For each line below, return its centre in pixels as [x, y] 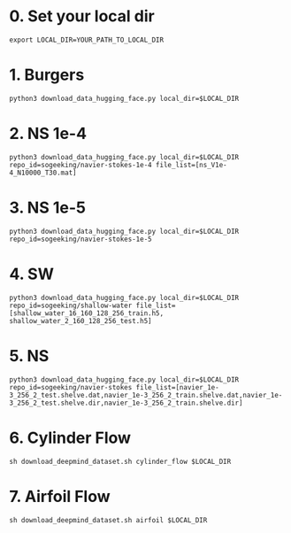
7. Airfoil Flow [60, 496]
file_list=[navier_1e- [177, 387]
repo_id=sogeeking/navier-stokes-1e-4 [80, 165]
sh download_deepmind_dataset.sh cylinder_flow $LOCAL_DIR [120, 461]
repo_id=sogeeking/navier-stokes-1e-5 [80, 239]
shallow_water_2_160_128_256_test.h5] [80, 321]
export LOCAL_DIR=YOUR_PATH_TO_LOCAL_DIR [87, 40]
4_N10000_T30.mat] [43, 173]
